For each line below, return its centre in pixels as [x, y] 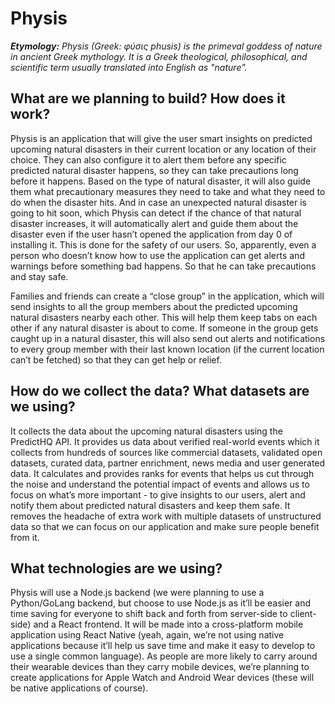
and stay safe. [39, 276]
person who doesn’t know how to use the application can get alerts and [157, 255]
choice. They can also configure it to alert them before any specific [148, 159]
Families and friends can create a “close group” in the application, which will [167, 296]
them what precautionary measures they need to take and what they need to [168, 191]
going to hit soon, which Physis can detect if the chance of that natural [156, 213]
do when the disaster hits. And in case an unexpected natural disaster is [158, 202]
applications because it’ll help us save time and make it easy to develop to [163, 646]
